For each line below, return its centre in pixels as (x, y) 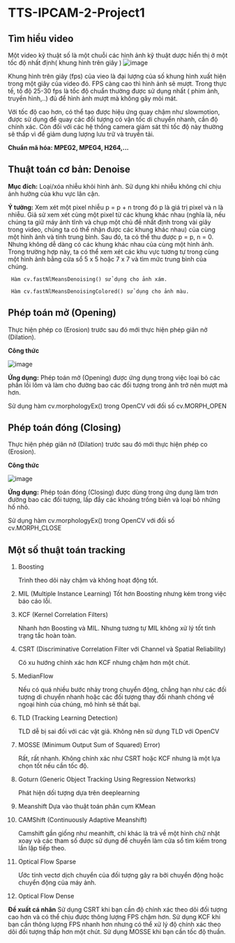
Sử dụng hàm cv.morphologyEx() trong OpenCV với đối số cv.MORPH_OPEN (117, 406)
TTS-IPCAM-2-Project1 (76, 13)
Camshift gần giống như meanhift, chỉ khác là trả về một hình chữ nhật (119, 834)
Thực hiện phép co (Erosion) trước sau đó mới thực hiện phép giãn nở (108, 330)
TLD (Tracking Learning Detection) (68, 718)
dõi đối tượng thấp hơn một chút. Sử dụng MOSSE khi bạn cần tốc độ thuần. (117, 932)
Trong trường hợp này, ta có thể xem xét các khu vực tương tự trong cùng (113, 252)
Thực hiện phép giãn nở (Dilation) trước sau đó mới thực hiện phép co (108, 445)
